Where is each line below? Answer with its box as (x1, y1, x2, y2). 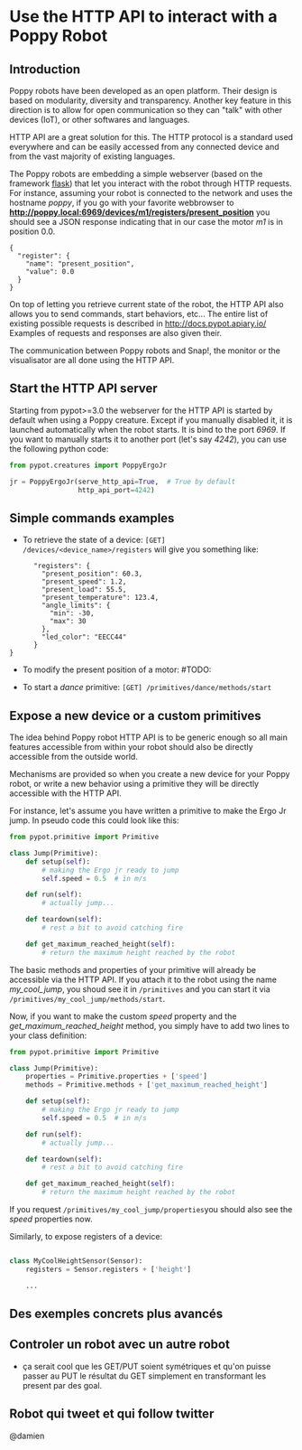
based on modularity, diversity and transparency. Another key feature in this (9, 95, 292, 106)
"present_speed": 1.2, (41, 577, 127, 586)
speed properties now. (9, 1213, 93, 1225)
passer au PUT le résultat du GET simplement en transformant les (22, 1370, 267, 1381)
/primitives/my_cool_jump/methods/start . (9, 993, 166, 1004)
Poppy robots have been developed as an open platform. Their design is (9, 86, 278, 96)
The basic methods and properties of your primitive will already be (9, 964, 257, 975)
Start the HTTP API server (9, 381, 158, 397)
